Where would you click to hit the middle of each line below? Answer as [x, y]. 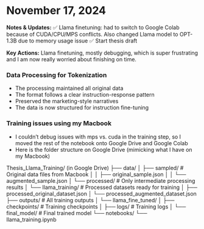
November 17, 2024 [56, 11]
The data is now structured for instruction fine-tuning [82, 108]
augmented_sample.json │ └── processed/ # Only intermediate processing [101, 180]
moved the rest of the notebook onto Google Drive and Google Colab [101, 143]
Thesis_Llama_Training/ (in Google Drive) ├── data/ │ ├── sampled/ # [95, 168]
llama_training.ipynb [31, 219]
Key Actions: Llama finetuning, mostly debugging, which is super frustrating [102, 53]
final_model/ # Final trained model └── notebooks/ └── [77, 213]
